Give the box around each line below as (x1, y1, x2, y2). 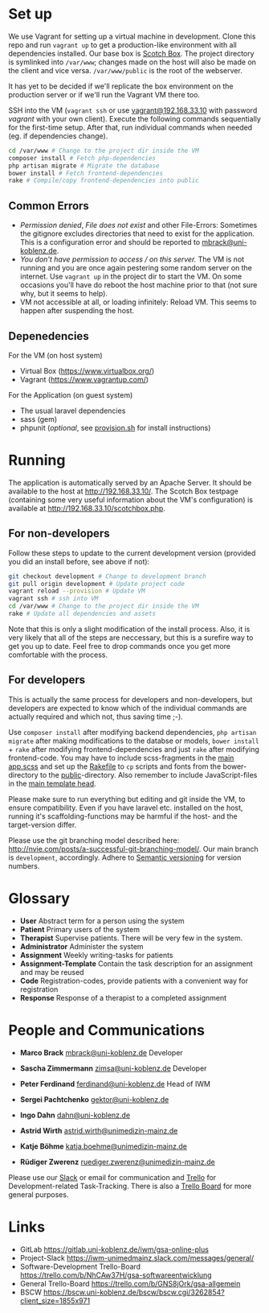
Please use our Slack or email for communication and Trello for (8, 1172, 217, 1182)
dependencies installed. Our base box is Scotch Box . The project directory (8, 48, 255, 58)
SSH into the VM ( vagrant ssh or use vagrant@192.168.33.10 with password (8, 105, 258, 115)
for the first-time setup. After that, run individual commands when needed (8, 122, 253, 132)
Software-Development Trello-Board (19, 1261, 141, 1271)
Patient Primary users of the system (19, 924, 141, 934)
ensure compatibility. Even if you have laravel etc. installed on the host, (8, 803, 243, 812)
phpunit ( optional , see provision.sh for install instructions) (19, 423, 211, 432)
